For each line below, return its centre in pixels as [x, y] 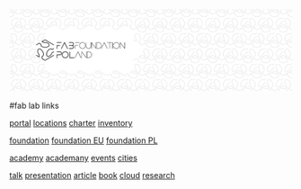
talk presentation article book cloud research [92, 175]
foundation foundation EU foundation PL [84, 140]
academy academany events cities [73, 157]
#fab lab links [35, 105]
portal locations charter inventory [71, 122]
